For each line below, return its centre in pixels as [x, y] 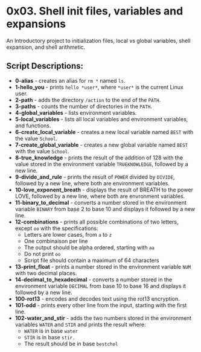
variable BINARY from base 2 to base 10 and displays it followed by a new [105, 209]
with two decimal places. [46, 273]
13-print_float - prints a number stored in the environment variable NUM [103, 266]
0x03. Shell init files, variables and [95, 11]
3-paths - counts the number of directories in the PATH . [83, 106]
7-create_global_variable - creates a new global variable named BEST [101, 145]
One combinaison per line [56, 241]
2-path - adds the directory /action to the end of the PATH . [88, 100]
